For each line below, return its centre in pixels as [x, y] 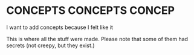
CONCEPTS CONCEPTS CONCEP [91, 11]
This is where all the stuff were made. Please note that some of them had [97, 39]
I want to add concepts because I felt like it [60, 27]
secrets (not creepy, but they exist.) [50, 45]
